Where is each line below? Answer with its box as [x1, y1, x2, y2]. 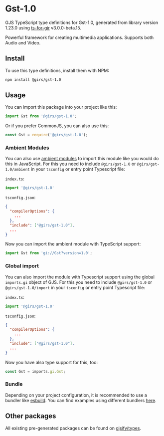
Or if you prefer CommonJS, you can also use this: [5, 123, 109, 129]
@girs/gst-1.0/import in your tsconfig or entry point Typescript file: [5, 284, 146, 290]
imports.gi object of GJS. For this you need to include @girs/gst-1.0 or [5, 279, 153, 285]
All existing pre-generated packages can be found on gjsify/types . [5, 425, 141, 431]
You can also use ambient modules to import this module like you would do [5, 156, 159, 162]
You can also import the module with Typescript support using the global [5, 274, 155, 280]
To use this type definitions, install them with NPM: [5, 67, 110, 73]
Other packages [5, 412, 56, 421]
